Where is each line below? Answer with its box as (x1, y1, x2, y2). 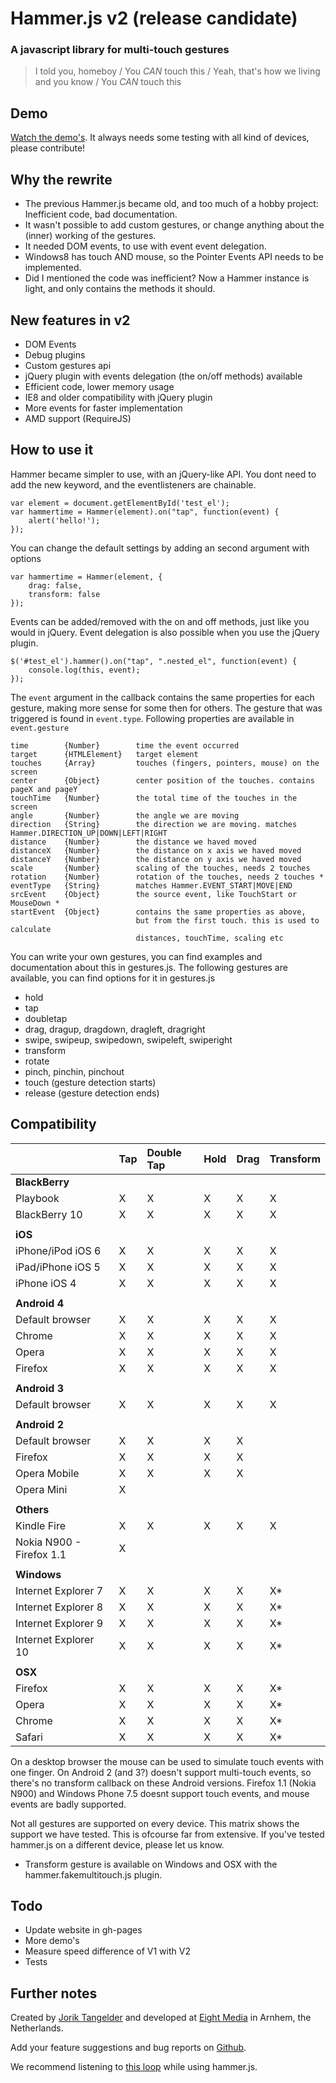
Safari (15, 1730, 43, 1744)
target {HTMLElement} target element (10, 749, 199, 759)
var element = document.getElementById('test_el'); (10, 498, 230, 508)
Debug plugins (24, 348, 86, 361)
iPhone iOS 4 (15, 1276, 77, 1290)
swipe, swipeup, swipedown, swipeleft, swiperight (24, 1033, 233, 1046)
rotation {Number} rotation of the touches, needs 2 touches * (10, 872, 325, 882)
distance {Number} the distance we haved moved (10, 837, 257, 847)
